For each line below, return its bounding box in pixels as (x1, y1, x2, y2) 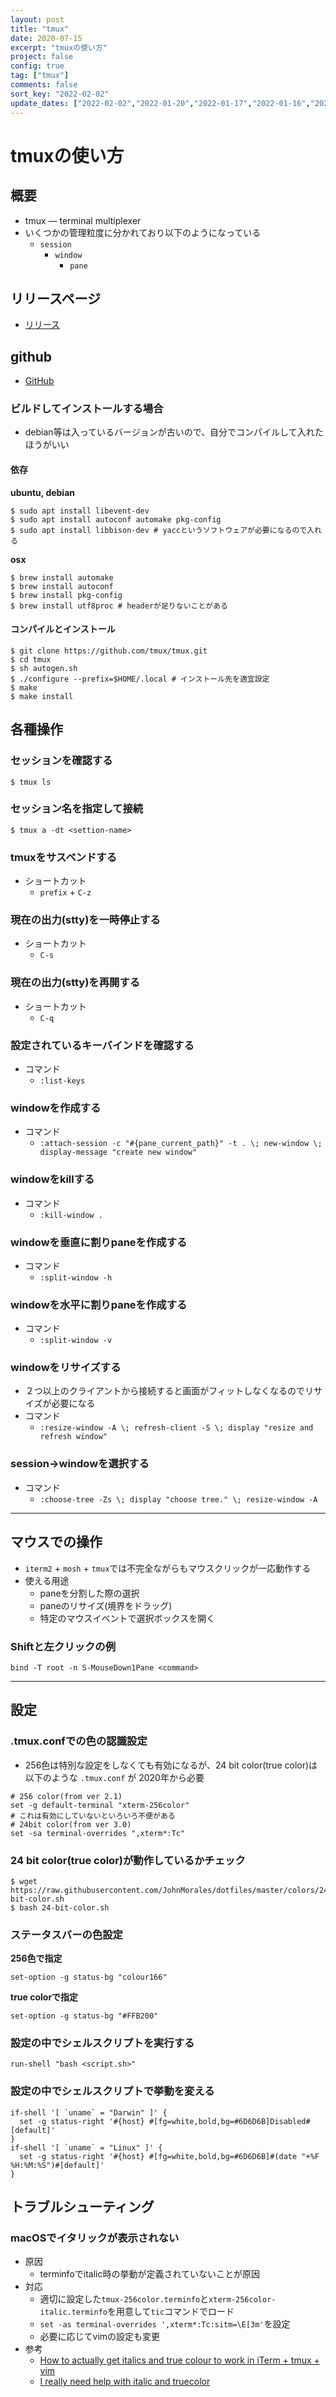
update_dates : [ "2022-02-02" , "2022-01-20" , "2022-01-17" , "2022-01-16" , (10, 98, 311, 108)
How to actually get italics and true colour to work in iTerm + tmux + (39, 2354, 320, 2366)
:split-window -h (39, 1272, 113, 1283)
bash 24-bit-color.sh (19, 1902, 110, 1913)
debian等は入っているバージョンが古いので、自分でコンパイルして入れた (24, 426, 324, 438)
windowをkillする (10, 1172, 95, 1186)
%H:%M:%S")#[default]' (10, 2160, 105, 2170)
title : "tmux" (10, 24, 70, 34)
